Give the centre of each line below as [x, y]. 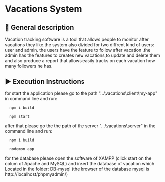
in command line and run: [31, 98]
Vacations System [43, 9]
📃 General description [40, 28]
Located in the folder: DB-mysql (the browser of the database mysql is [77, 169]
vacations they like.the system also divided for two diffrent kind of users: [80, 45]
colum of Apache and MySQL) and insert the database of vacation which [80, 163]
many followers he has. [29, 66]
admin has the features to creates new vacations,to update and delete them [82, 55]
